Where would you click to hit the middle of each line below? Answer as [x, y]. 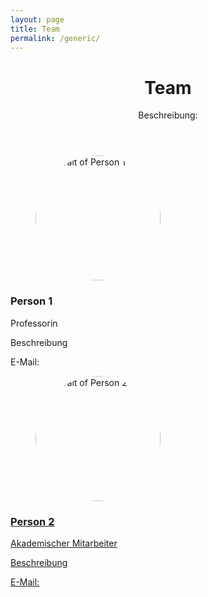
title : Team [35, 29]
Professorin [34, 323]
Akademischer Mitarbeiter [64, 543]
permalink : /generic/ [55, 38]
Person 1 [31, 301]
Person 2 [32, 521]
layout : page [37, 19]
